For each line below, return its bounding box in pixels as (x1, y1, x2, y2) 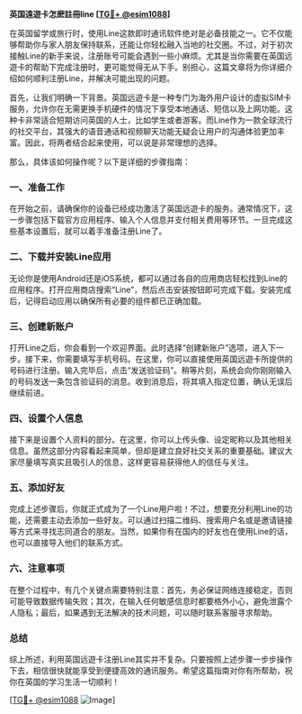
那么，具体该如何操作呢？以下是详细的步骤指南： (9, 157, 191, 167)
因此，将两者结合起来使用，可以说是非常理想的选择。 (24, 137, 222, 148)
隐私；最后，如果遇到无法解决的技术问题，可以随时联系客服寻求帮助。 (16, 607, 277, 618)
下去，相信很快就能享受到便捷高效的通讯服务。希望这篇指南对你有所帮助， (9, 665, 285, 676)
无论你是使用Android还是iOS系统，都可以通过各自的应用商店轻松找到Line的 (9, 272, 288, 283)
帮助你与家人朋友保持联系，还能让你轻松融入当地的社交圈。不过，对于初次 (16, 40, 293, 50)
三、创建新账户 (9, 320, 75, 333)
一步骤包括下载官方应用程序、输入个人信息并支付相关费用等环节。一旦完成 (9, 215, 285, 225)
